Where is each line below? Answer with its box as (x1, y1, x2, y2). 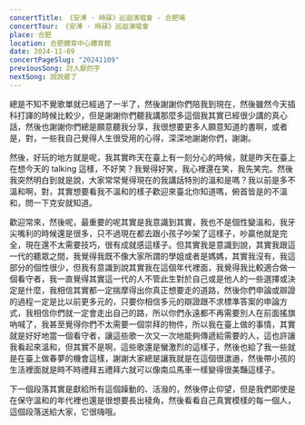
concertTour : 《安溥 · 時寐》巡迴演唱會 (9, 22, 150, 31)
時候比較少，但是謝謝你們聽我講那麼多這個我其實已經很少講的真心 (40, 110, 288, 121)
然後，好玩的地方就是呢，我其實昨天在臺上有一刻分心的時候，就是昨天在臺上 (9, 152, 296, 163)
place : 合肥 (9, 30, 52, 39)
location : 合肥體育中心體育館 (9, 38, 112, 48)
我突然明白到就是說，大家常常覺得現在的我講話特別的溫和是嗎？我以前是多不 (9, 174, 296, 185)
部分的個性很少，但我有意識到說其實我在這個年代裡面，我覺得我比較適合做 (9, 262, 288, 272)
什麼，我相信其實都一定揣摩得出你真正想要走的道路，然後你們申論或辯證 (25, 284, 296, 295)
